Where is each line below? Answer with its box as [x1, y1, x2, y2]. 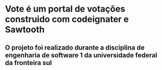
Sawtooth [5, 24, 45, 35]
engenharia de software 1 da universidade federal [5, 51, 158, 59]
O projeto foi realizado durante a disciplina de [5, 43, 145, 52]
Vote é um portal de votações [5, 3, 126, 15]
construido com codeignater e [5, 14, 129, 25]
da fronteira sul [5, 58, 52, 67]
